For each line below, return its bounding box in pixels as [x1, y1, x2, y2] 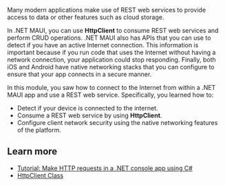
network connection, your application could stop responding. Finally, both [7, 56, 217, 64]
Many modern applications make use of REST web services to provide [7, 6, 206, 14]
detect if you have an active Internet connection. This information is [7, 41, 199, 49]
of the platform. [17, 126, 62, 134]
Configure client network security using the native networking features [17, 119, 218, 126]
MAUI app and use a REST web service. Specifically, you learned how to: [7, 91, 214, 99]
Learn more [7, 146, 58, 157]
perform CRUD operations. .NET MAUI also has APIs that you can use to [7, 34, 211, 42]
